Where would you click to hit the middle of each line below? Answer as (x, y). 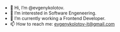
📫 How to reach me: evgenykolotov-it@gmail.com (62, 24)
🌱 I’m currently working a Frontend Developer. (58, 18)
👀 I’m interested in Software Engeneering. (53, 13)
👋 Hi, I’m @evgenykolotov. (37, 8)
